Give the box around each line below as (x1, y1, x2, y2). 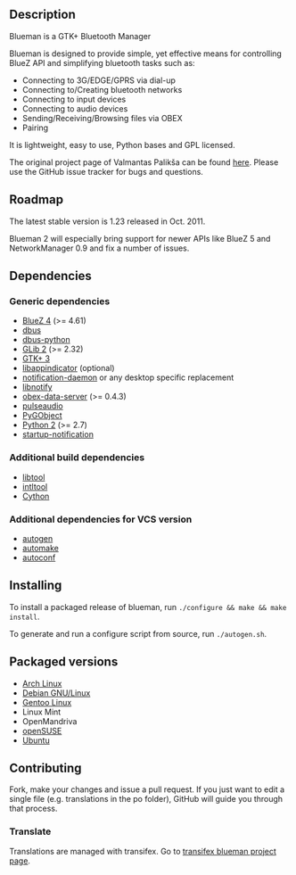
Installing (9, 578, 62, 593)
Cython (21, 491, 50, 501)
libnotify (21, 382, 53, 392)
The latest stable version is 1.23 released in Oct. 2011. (9, 216, 206, 227)
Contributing (9, 760, 82, 775)
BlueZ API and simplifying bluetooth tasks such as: (9, 57, 195, 68)
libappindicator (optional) (21, 363, 115, 374)
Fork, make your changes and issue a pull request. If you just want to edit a (9, 784, 285, 795)
